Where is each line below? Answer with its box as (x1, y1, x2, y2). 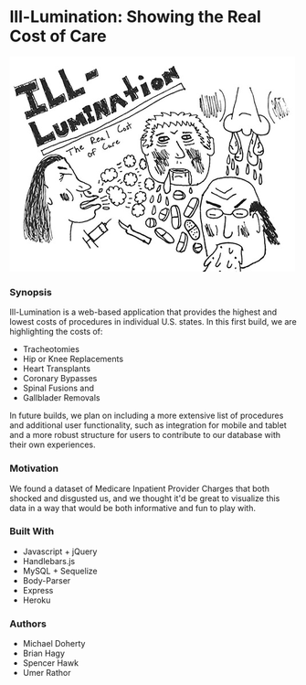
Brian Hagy (22, 648, 66, 659)
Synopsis (9, 285, 52, 298)
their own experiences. (9, 439, 96, 450)
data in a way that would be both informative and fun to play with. (9, 502, 257, 513)
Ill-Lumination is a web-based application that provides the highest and (9, 306, 277, 317)
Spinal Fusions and (22, 382, 94, 394)
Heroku (22, 594, 51, 605)
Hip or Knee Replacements (22, 354, 124, 365)
